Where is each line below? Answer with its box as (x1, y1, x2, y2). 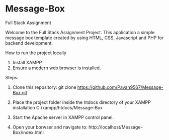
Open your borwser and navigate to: (12, 124, 88, 130)
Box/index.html (12, 129, 44, 135)
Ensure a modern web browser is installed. (12, 65, 101, 71)
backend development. (5, 40, 53, 46)
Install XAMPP (12, 59, 42, 65)
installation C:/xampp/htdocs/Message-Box (12, 104, 103, 110)
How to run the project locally (5, 50, 67, 56)
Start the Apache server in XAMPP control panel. (12, 114, 114, 120)
